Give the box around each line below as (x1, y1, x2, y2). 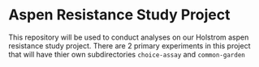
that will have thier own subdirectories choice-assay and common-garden (8, 49, 245, 59)
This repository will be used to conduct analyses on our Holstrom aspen (8, 32, 249, 42)
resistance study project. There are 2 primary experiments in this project (8, 40, 251, 50)
